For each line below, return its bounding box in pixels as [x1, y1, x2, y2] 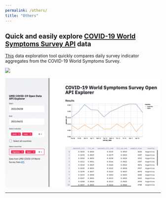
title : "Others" [5, 13, 39, 18]
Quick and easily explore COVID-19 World [5, 32, 136, 40]
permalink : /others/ [5, 8, 48, 13]
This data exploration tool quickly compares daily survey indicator [5, 53, 139, 59]
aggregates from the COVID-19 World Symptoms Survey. [5, 58, 121, 64]
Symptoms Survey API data [5, 40, 91, 48]
